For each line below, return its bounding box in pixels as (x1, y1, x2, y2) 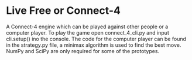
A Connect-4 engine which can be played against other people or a (6, 23, 169, 30)
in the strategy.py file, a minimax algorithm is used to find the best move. (6, 42, 181, 48)
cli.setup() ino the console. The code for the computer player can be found (6, 35, 186, 42)
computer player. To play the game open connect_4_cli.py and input (6, 29, 170, 36)
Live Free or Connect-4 (6, 4, 121, 17)
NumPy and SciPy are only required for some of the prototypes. (6, 47, 160, 54)
